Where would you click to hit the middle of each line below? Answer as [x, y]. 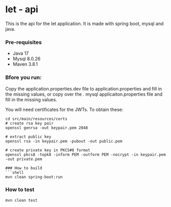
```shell [15, 172]
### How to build [24, 168]
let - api [22, 9]
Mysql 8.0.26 [27, 59]
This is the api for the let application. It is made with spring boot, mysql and [84, 24]
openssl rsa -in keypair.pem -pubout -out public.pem [64, 141]
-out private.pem [24, 159]
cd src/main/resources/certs [36, 119]
